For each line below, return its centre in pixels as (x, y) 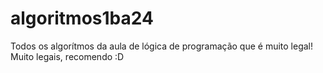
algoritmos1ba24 (82, 18)
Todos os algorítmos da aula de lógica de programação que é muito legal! (162, 46)
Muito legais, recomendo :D (67, 56)
